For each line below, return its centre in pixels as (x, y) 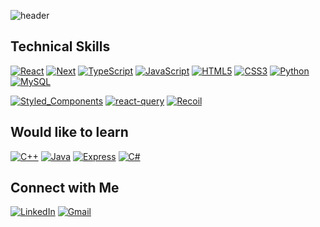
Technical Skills (60, 46)
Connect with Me (65, 188)
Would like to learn (69, 132)
